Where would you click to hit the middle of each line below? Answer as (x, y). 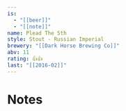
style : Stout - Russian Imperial (56, 40)
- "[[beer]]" (32, 20)
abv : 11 (18, 53)
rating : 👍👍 (25, 59)
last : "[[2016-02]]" (37, 65)
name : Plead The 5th (37, 33)
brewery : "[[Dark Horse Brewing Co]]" (63, 46)
